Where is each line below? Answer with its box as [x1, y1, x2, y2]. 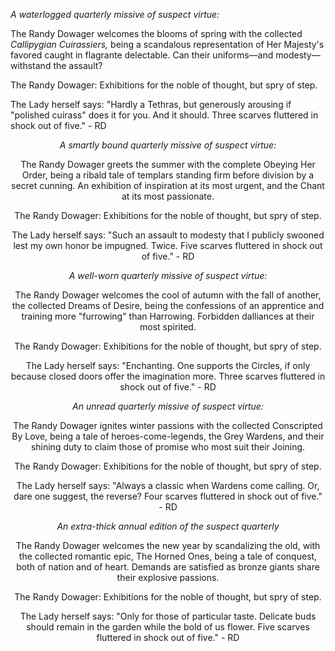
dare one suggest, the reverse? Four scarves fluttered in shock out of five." [13, 490, 323, 502]
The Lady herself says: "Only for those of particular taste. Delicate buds [19, 610, 317, 622]
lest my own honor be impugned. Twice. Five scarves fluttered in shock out [13, 240, 323, 251]
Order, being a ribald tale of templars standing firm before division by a [21, 169, 315, 181]
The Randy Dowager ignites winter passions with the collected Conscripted [13, 420, 323, 431]
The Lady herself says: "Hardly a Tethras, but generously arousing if [10, 99, 292, 110]
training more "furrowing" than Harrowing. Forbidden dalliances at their [21, 310, 315, 322]
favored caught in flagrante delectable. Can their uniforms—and [10, 49, 274, 61]
